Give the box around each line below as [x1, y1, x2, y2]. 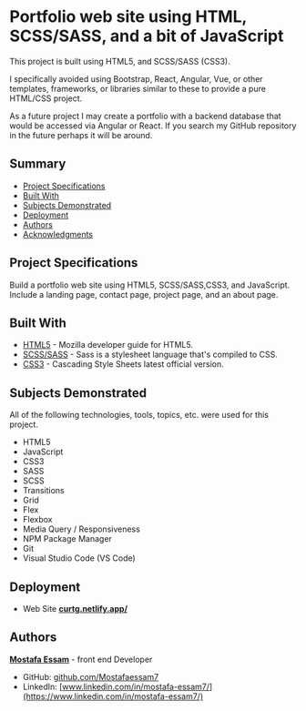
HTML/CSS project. [9, 93, 83, 104]
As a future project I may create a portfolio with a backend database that [9, 110, 281, 121]
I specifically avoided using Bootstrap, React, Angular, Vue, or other [9, 73, 263, 84]
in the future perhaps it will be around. [9, 129, 153, 140]
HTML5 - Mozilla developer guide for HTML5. [22, 340, 194, 350]
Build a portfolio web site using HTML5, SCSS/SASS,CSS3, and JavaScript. [9, 279, 291, 290]
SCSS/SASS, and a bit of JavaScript [9, 25, 284, 46]
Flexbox [22, 514, 53, 525]
